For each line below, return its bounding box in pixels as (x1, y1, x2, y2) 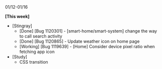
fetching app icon (19, 49, 55, 54)
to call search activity (19, 34, 62, 39)
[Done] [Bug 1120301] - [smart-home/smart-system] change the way (19, 28, 157, 34)
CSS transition (19, 59, 49, 65)
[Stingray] (12, 23, 33, 29)
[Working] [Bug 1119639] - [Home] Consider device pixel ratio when (19, 44, 155, 49)
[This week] (5, 14, 30, 19)
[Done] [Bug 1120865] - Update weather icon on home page (19, 38, 140, 44)
